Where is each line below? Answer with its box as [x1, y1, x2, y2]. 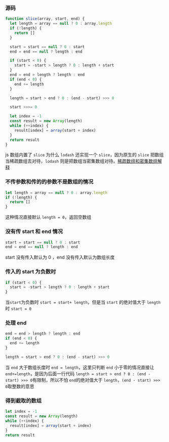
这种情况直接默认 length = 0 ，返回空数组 [5, 214, 92, 220]
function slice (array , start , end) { [5, 16, 85, 21]
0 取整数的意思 [5, 383, 34, 389]
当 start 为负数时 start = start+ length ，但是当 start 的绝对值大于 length [5, 299, 161, 305]
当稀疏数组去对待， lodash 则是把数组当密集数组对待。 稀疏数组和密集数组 [5, 158, 158, 164]
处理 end [5, 319, 27, 327]
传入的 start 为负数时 [5, 268, 56, 275]
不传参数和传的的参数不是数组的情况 [5, 178, 94, 185]
